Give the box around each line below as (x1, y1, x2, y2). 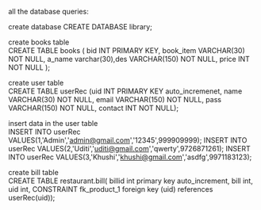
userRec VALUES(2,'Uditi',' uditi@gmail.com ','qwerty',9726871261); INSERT (8, 144, 251, 153)
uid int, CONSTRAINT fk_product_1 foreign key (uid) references (8, 185, 213, 193)
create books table (8, 37, 70, 47)
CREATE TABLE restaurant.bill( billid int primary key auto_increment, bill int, (8, 176, 254, 185)
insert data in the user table (8, 119, 98, 128)
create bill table (8, 168, 59, 177)
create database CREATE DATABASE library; (8, 22, 153, 31)
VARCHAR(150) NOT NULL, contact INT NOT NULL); (8, 103, 179, 113)
